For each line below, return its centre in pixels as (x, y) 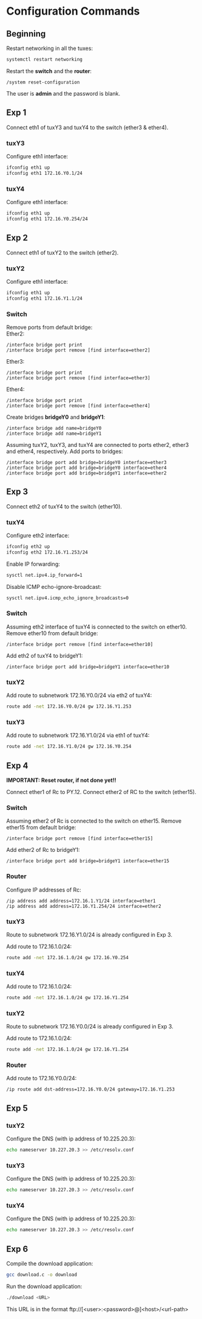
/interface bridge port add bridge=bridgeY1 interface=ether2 (86, 473)
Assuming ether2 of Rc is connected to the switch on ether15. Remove (94, 821)
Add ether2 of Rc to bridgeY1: (43, 850)
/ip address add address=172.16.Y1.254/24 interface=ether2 (84, 906)
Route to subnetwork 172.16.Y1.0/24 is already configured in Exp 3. (89, 934)
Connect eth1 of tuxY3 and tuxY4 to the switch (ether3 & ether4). (87, 127)
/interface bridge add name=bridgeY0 (54, 428)
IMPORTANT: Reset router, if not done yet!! (61, 780)
